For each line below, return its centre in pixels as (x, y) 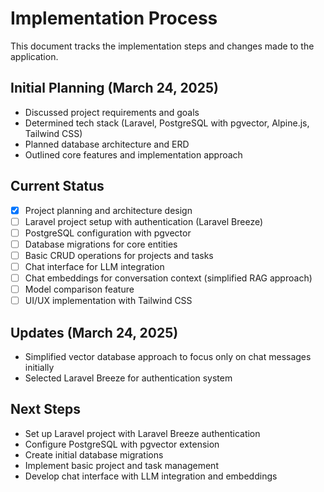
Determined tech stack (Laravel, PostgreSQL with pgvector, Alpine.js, (167, 123)
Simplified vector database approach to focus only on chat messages (168, 356)
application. (34, 56)
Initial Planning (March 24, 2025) (114, 88)
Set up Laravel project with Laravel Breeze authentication (142, 433)
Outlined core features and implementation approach (133, 154)
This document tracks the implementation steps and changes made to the (162, 46)
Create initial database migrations (94, 454)
